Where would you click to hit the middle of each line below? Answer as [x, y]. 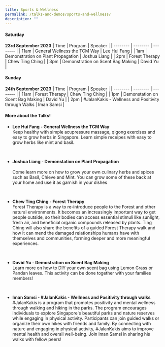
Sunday [13, 78]
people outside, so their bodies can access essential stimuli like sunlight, [86, 217]
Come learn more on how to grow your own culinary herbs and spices [83, 172]
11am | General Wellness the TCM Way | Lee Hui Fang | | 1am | [84, 51]
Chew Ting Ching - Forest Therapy [48, 201]
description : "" [22, 19]
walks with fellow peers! [37, 339]
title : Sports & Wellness [32, 10]
